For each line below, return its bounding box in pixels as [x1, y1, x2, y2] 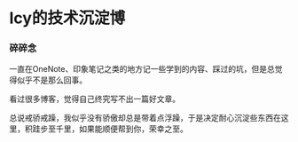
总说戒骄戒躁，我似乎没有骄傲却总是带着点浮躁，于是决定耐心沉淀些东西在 [9, 113, 281, 123]
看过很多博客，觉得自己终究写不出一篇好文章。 [9, 94, 180, 105]
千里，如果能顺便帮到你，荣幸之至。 [55, 123, 188, 134]
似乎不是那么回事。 [16, 75, 87, 85]
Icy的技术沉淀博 [9, 8, 126, 28]
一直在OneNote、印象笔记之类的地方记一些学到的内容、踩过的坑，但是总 [9, 64, 275, 75]
